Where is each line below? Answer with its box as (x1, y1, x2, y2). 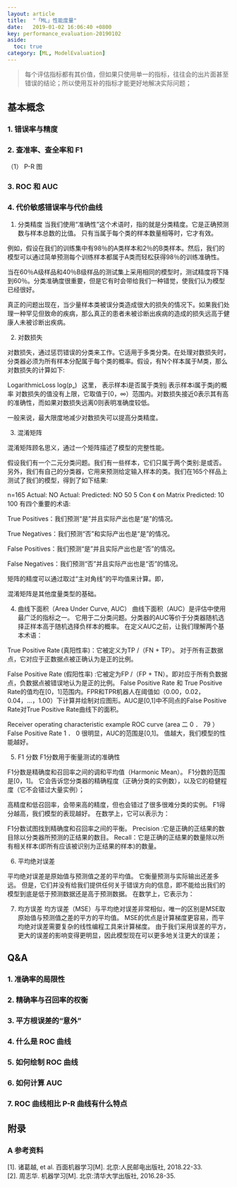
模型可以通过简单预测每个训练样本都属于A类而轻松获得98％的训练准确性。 (7, 252, 224, 261)
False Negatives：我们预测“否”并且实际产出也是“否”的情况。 (7, 559, 182, 568)
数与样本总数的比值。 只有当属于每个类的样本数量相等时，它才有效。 (17, 229, 217, 237)
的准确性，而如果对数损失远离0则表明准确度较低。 (7, 398, 154, 407)
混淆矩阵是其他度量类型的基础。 (7, 589, 100, 597)
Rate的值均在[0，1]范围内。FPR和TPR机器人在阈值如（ (7, 687, 166, 696)
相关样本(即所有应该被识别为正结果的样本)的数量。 (13, 842, 161, 850)
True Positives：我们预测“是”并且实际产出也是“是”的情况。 (7, 514, 177, 523)
